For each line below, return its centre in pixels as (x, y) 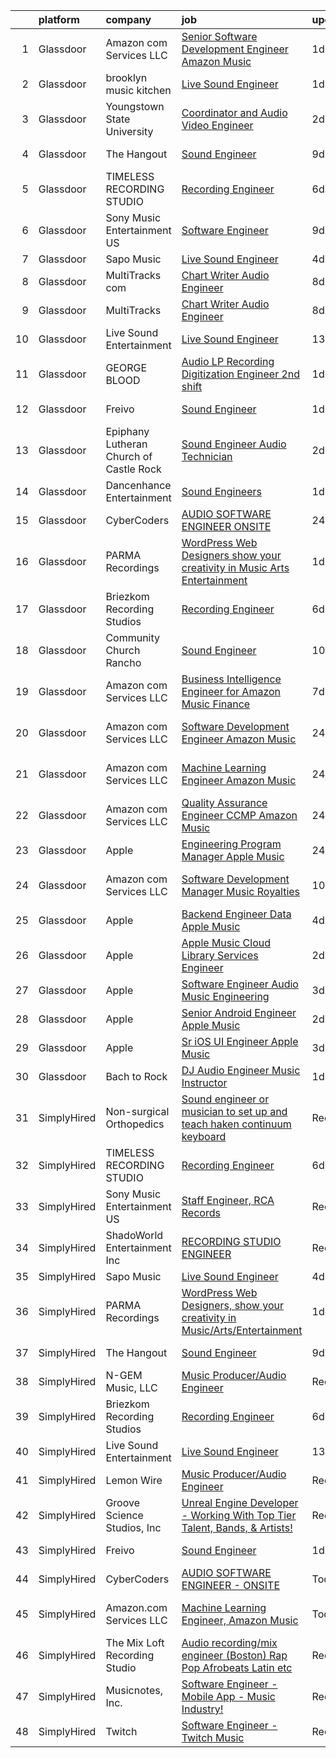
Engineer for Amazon (231, 691)
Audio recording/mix (229, 1642)
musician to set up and (234, 1111)
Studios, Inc (133, 1527)
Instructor (204, 1082)
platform (59, 19)
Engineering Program (231, 844)
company (128, 19)
